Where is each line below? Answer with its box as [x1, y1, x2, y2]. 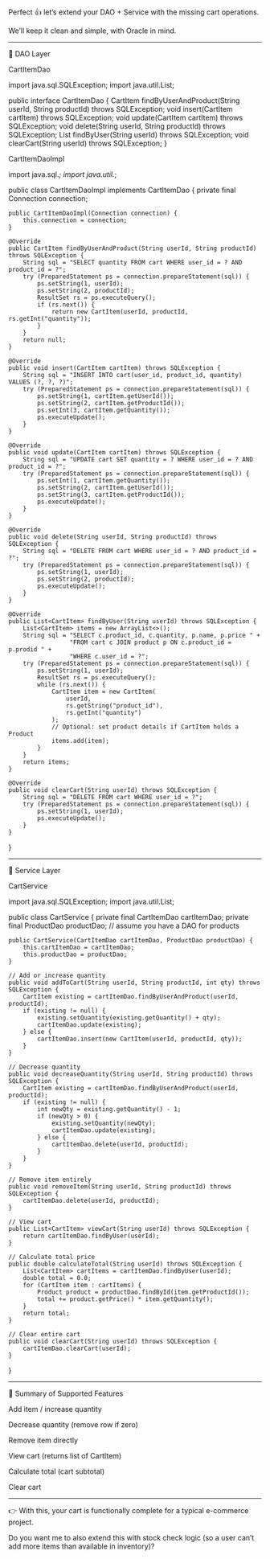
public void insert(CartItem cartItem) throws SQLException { [8, 364, 221, 372]
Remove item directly [8, 1435, 79, 1445]
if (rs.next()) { [37, 301, 95, 309]
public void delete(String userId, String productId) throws [8, 533, 218, 541]
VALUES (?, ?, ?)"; [8, 378, 74, 386]
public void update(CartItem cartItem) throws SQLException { [8, 449, 221, 457]
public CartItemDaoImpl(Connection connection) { [8, 209, 178, 217]
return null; [22, 336, 67, 344]
